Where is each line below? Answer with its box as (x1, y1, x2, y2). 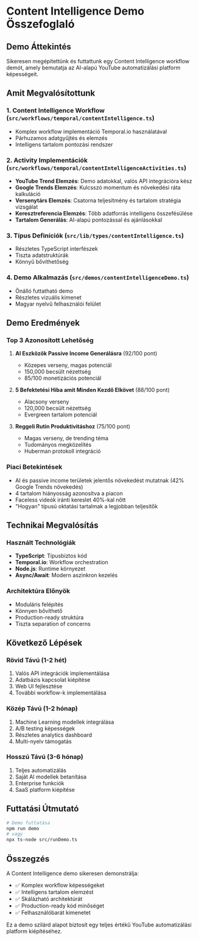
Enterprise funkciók (15, 779, 65, 786)
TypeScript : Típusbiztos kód (15, 552, 87, 559)
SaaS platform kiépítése (15, 786, 75, 793)
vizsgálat (15, 203, 38, 211)
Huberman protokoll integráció (24, 447, 101, 455)
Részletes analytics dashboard (15, 731, 93, 738)
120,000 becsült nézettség (24, 405, 91, 412)
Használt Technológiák (6, 538, 76, 547)
